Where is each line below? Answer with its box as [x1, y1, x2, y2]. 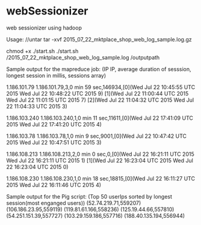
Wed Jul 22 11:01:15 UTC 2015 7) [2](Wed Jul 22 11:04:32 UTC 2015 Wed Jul [6, 96, 194, 103]
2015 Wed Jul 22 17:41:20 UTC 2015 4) [6, 120, 102, 128]
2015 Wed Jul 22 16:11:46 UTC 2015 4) [6, 181, 101, 188]
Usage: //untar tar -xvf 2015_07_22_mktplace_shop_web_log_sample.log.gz [6, 35, 192, 43]
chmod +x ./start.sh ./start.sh [6, 47, 79, 55]
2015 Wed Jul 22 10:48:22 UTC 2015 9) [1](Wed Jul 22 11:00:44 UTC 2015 [6, 90, 189, 97]
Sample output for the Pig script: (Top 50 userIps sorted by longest [6, 193, 173, 200]
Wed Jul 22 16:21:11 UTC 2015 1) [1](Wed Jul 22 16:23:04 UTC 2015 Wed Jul [6, 156, 194, 164]
